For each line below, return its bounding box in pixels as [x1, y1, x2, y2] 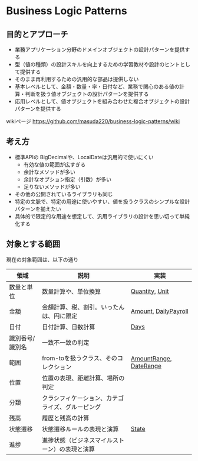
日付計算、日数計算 [42, 323, 95, 331]
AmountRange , [130, 354, 172, 362]
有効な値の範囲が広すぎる [23, 161, 86, 168]
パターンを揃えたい [14, 205, 62, 212]
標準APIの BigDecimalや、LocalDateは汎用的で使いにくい [14, 153, 154, 160]
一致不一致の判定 [42, 339, 90, 347]
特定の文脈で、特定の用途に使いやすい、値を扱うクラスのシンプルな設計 [14, 198, 190, 205]
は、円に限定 [42, 312, 78, 320]
